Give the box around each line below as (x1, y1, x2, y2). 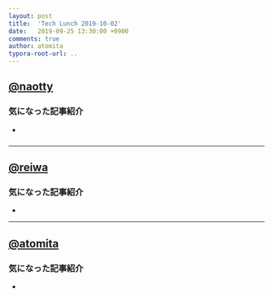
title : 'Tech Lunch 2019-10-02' (8, 20, 122, 28)
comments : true (8, 34, 60, 43)
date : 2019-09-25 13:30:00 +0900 (8, 27, 129, 35)
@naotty (8, 80, 54, 94)
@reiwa (8, 160, 49, 174)
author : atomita (8, 42, 63, 50)
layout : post (8, 11, 53, 20)
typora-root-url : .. (8, 50, 79, 58)
